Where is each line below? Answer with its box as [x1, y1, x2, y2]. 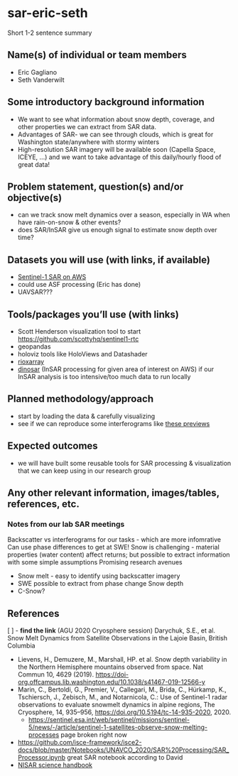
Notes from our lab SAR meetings [7, 519, 125, 529]
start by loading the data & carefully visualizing [17, 412, 156, 420]
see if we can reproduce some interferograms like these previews [17, 419, 210, 427]
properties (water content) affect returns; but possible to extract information [7, 550, 230, 559]
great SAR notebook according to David [67, 753, 183, 762]
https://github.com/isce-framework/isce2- [17, 738, 142, 747]
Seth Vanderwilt [17, 75, 65, 84]
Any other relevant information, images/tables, [7, 487, 220, 499]
